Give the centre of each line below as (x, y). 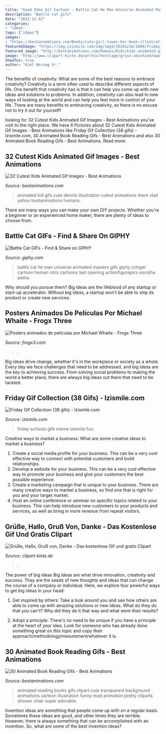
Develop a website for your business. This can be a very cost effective (84, 469)
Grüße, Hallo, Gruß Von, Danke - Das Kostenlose (81, 527)
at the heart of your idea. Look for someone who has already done (80, 626)
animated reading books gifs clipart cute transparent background (83, 690)
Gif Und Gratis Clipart (39, 534)
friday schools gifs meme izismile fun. (56, 429)
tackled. (13, 382)
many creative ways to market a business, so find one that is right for (83, 490)
